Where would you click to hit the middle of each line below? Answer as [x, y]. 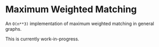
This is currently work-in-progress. [42, 39]
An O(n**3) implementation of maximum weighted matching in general [80, 24]
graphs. [13, 29]
